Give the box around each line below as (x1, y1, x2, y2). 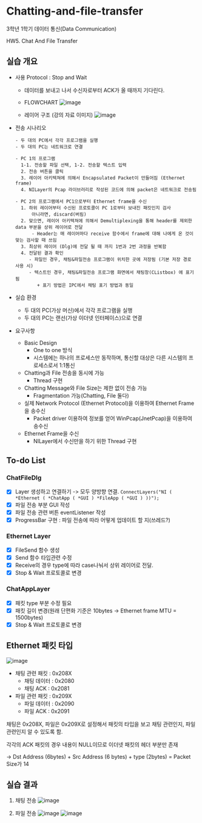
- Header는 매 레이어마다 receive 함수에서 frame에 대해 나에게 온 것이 (31, 231, 194, 237)
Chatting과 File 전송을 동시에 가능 (24, 369, 105, 376)
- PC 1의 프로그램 (15, 155, 56, 161)
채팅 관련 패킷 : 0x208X (15, 669, 72, 677)
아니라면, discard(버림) (31, 211, 87, 217)
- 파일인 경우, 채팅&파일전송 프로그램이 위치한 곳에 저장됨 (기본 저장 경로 (29, 256, 192, 262)
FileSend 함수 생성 (15, 546, 60, 554)
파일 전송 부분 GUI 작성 (15, 501, 70, 508)
